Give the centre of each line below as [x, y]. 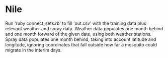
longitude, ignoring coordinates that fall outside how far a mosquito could [81, 44]
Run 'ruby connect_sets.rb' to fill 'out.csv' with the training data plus [76, 23]
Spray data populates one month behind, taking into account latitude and [81, 39]
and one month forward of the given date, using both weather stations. [78, 34]
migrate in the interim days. [33, 50]
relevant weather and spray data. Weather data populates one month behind [84, 28]
